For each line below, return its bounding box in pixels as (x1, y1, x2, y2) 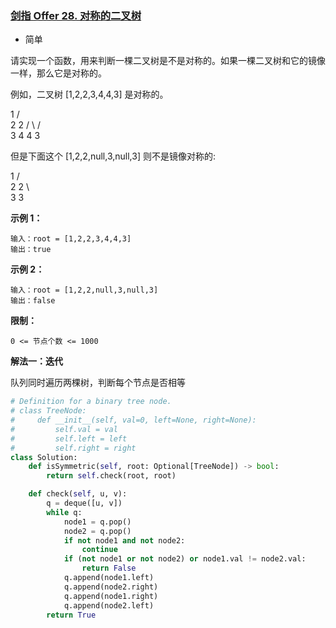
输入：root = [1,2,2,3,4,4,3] (10, 234, 132, 244)
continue (81, 545, 118, 555)
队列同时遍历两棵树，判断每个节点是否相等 (10, 377, 186, 389)
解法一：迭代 (10, 355, 63, 367)
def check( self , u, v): (28, 489, 128, 499)
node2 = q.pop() (63, 526, 132, 536)
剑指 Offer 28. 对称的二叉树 (10, 8, 142, 22)
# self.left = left (10, 433, 128, 444)
